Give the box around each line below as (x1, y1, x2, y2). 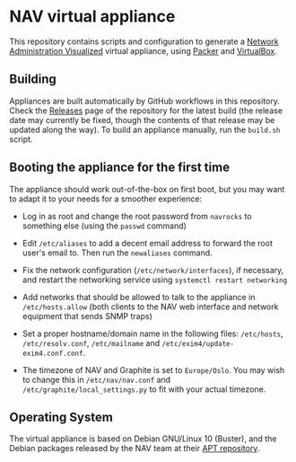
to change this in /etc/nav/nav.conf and (22, 374, 171, 385)
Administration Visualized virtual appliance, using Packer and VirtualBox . (9, 45, 278, 56)
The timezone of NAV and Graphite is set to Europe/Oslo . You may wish (22, 364, 285, 375)
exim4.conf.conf (22, 349, 83, 358)
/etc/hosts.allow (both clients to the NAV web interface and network (22, 301, 279, 312)
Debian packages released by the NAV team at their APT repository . (9, 443, 260, 454)
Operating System (9, 409, 114, 424)
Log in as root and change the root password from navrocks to (22, 210, 253, 221)
